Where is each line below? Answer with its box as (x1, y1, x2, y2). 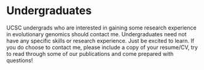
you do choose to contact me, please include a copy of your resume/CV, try (6, 44, 198, 51)
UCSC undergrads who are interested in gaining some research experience (6, 24, 197, 31)
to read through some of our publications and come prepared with (6, 50, 174, 57)
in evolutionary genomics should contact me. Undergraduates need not (6, 30, 187, 37)
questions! (6, 56, 33, 64)
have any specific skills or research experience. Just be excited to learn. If (6, 37, 195, 44)
